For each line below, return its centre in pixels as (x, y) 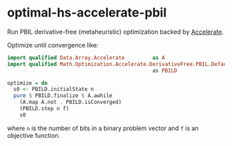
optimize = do (28, 83)
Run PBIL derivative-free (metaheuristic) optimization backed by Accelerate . (116, 32)
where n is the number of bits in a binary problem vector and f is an (103, 128)
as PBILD (165, 70)
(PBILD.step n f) (45, 109)
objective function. (34, 135)
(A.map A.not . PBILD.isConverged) (71, 102)
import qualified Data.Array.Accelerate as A (86, 58)
